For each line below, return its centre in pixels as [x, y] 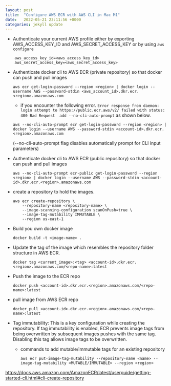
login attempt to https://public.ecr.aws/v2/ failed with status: [93, 111]
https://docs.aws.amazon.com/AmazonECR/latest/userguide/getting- [78, 373]
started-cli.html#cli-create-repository [45, 378]
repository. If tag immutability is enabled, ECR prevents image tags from [89, 329]
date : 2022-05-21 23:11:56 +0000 [43, 19]
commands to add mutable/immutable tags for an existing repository [93, 349]
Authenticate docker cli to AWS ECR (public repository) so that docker [87, 159]
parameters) [26, 148]
